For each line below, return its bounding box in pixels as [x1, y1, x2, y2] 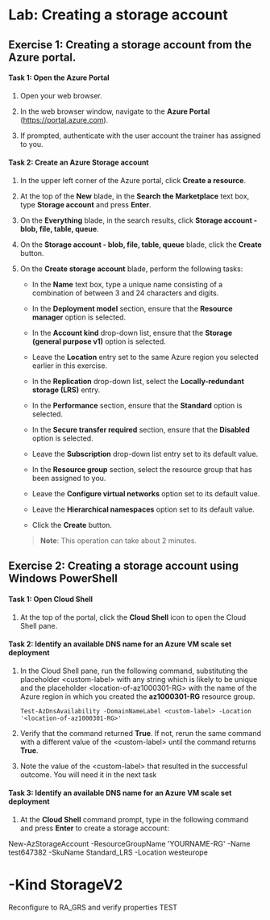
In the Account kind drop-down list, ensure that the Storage [31, 328, 233, 337]
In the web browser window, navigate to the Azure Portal [19, 107, 210, 116]
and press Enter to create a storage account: [19, 823, 169, 833]
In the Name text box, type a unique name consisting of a [31, 279, 223, 289]
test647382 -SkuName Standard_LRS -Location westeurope [8, 847, 208, 857]
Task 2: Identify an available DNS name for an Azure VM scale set [8, 639, 232, 649]
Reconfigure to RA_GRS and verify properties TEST [8, 902, 178, 912]
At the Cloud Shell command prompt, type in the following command [19, 814, 249, 824]
